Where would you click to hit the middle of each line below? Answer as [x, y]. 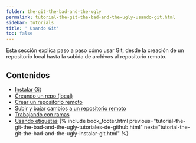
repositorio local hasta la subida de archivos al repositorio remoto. [86, 57]
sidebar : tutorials [30, 22]
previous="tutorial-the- [157, 121]
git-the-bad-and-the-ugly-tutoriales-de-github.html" [79, 127]
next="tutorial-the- [167, 127]
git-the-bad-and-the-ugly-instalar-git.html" [67, 133]
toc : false [19, 34]
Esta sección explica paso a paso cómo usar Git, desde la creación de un [95, 50]
